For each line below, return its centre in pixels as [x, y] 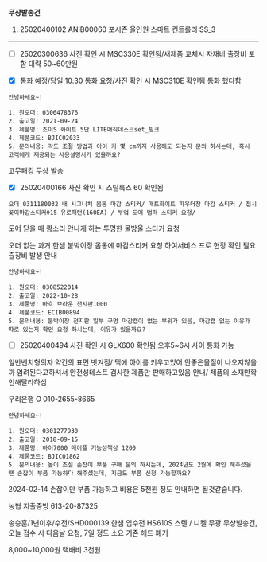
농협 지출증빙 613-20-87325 [53, 506]
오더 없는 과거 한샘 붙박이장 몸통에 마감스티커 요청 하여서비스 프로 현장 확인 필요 [132, 245]
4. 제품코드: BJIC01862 [44, 457]
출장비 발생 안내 [33, 256]
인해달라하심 [28, 382]
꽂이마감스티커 [27, 213]
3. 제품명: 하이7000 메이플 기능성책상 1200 [72, 448]
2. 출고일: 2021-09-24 [43, 121]
